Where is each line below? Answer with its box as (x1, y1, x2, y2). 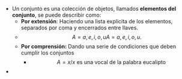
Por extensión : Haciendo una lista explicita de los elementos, (20, 18, 173, 25)
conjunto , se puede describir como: (11, 11, 102, 19)
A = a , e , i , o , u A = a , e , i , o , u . (71, 34, 142, 41)
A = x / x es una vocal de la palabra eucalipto (56, 59, 166, 65)
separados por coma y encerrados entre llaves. (20, 24, 138, 31)
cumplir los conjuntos (20, 49, 74, 56)
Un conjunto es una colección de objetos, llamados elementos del (11, 5, 177, 12)
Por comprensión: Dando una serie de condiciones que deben (20, 43, 177, 50)
